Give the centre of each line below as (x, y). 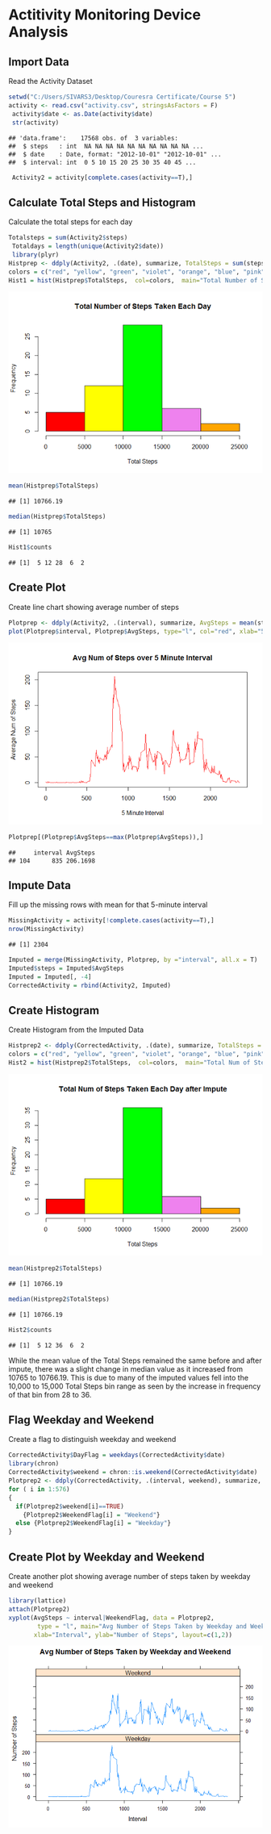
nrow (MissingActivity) (46, 930)
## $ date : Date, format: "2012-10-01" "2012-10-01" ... (115, 154)
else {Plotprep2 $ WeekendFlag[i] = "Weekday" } (94, 1523)
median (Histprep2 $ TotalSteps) (59, 1299)
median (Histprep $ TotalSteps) (57, 517)
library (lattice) (38, 1601)
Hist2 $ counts (30, 1330)
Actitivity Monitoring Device (105, 15)
